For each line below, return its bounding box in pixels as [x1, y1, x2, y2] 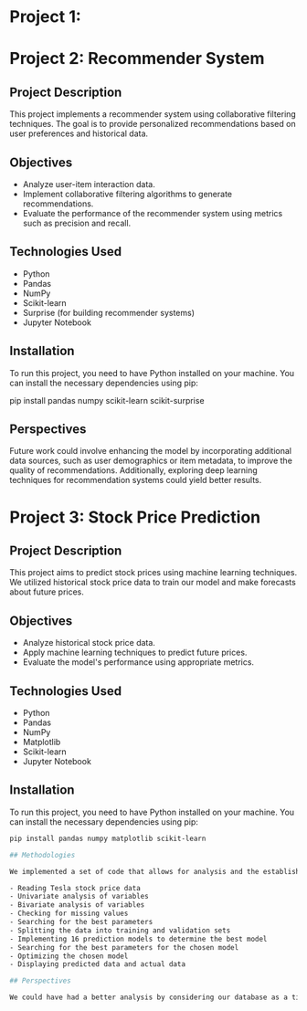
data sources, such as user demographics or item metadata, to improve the [9, 455, 292, 467]
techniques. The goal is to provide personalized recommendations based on [9, 119, 296, 130]
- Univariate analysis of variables [9, 892, 149, 901]
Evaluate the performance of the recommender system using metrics [22, 208, 283, 218]
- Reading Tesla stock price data [9, 883, 142, 892]
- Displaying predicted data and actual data [9, 960, 185, 969]
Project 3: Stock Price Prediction [9, 507, 261, 527]
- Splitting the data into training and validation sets [9, 925, 231, 935]
